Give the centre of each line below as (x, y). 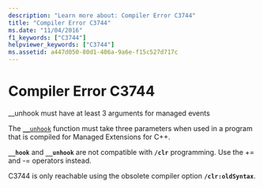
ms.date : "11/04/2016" (45, 30)
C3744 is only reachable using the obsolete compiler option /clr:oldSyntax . (132, 175)
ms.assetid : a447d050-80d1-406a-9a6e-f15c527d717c (93, 52)
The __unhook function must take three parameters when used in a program (130, 128)
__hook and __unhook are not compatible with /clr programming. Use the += (131, 152)
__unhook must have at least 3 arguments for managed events (109, 113)
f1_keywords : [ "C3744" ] (47, 38)
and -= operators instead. (50, 160)
